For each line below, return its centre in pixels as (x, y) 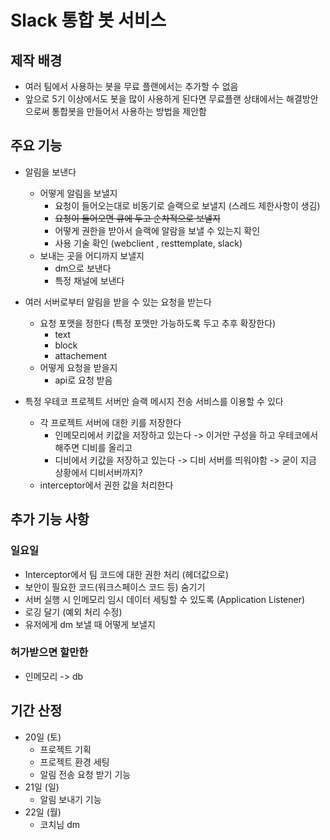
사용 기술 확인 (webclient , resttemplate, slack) (148, 243)
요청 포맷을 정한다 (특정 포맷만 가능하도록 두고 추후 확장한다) (158, 323)
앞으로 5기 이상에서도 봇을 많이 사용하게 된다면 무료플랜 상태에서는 (154, 99)
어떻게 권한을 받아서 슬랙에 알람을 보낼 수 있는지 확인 (157, 230)
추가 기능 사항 (50, 519)
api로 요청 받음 (83, 380)
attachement (81, 355)
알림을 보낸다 (50, 172)
